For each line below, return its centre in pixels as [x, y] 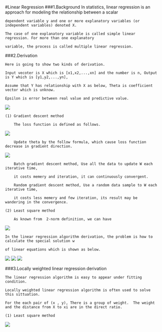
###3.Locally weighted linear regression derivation [56, 268]
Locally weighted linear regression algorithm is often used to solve [78, 290]
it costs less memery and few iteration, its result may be [76, 198]
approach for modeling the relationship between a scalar [62, 12]
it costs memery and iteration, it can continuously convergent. [81, 177]
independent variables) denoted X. [41, 25]
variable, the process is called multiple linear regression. [69, 47]
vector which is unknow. [30, 90]
